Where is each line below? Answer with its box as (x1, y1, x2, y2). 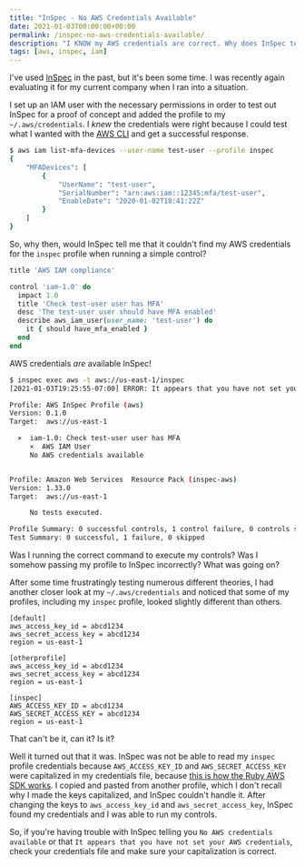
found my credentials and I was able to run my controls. (9, 809, 218, 820)
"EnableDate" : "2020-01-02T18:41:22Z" (57, 196, 205, 206)
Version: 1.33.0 (9, 483, 71, 492)
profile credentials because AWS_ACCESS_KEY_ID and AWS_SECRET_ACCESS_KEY (9, 760, 287, 771)
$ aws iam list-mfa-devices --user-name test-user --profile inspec (9, 146, 274, 156)
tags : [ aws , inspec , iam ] (9, 47, 107, 56)
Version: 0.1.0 (9, 408, 67, 418)
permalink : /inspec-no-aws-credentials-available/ (9, 30, 205, 39)
